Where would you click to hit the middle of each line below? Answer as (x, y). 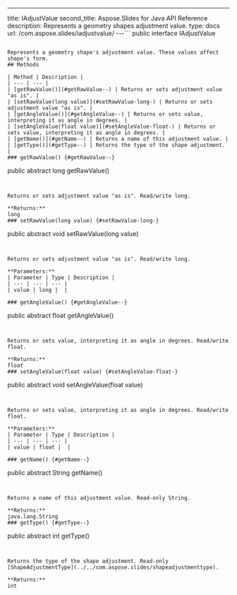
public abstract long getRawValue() (59, 171)
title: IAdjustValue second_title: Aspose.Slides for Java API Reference (108, 18)
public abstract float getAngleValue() (61, 316)
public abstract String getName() (55, 473)
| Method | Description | (45, 77)
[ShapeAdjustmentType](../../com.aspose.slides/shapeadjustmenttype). (113, 567)
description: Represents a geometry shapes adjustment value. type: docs (114, 26)
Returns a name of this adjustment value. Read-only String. (99, 498)
